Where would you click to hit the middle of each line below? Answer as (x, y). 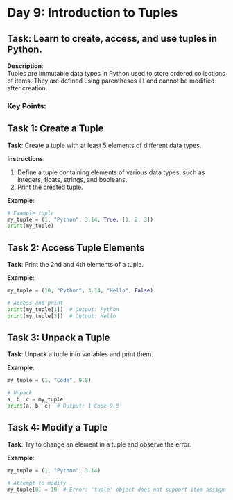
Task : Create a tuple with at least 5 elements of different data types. (104, 145)
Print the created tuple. (50, 187)
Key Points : (27, 106)
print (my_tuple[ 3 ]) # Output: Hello (62, 316)
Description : (25, 66)
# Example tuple (31, 213)
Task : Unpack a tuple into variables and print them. (80, 354)
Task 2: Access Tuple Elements (76, 248)
